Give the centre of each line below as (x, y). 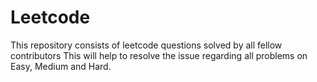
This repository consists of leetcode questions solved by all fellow (146, 45)
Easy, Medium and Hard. (61, 66)
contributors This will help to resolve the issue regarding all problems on (159, 55)
